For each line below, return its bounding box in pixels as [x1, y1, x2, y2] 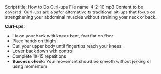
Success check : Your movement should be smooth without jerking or [12, 59, 152, 64]
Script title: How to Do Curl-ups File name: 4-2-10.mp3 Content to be [5, 4, 143, 10]
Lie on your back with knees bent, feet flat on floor [12, 33, 114, 38]
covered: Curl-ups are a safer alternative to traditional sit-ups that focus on [5, 9, 156, 15]
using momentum [12, 63, 48, 69]
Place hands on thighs [12, 38, 57, 44]
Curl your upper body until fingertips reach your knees [12, 43, 122, 49]
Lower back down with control [12, 48, 73, 54]
